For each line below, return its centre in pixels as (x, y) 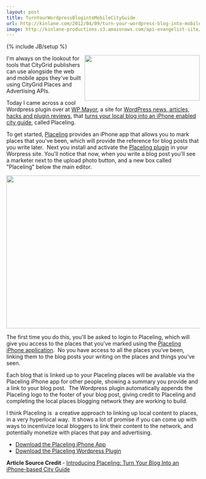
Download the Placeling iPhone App (60, 445)
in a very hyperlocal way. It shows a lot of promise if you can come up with (102, 420)
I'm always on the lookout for (43, 58)
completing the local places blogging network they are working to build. (97, 401)
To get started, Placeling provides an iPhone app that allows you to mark (98, 134)
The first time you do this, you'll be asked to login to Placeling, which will (98, 337)
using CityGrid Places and (39, 85)
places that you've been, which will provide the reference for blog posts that (103, 141)
